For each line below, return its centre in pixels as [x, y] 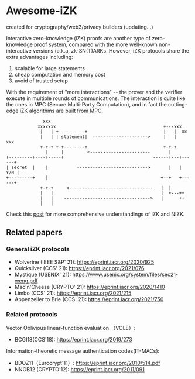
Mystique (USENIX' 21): [43, 274]
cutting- [177, 104]
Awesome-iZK [42, 11]
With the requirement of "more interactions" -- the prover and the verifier [94, 92]
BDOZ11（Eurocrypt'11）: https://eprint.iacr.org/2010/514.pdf [87, 363]
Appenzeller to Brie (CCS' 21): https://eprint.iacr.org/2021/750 [89, 299]
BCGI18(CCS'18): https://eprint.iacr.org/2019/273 [73, 339]
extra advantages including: [40, 57]
